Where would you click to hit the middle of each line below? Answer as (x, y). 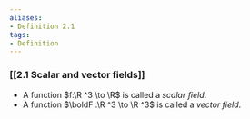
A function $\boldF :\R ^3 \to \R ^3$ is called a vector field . (132, 104)
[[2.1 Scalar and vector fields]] (77, 75)
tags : (20, 35)
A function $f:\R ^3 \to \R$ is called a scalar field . (115, 94)
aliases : (26, 18)
